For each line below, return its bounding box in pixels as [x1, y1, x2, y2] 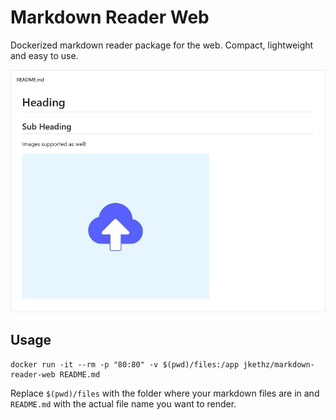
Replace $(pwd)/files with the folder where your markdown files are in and [10, 387, 320, 399]
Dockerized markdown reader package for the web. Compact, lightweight [10, 39, 314, 51]
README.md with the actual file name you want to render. [10, 397, 237, 410]
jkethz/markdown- [243, 359, 315, 370]
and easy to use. [10, 49, 79, 61]
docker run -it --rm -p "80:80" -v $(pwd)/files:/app [10, 359, 240, 370]
